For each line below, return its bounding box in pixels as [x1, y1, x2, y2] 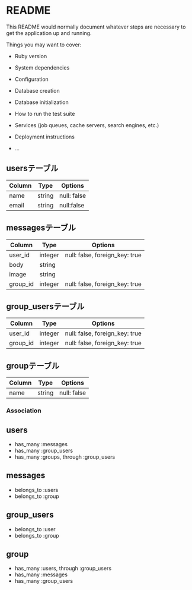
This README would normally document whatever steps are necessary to [6, 23, 186, 30]
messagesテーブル [6, 223, 76, 233]
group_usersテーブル [6, 301, 85, 311]
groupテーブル [6, 361, 60, 371]
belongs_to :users [14, 486, 59, 493]
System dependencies [14, 64, 70, 71]
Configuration [14, 75, 49, 83]
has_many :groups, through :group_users [14, 453, 116, 460]
